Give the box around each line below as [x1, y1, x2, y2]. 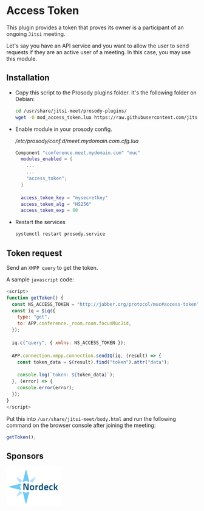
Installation [6, 72, 50, 83]
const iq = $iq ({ [12, 308, 56, 314]
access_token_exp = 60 [21, 208, 78, 214]
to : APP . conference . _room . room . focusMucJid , [17, 320, 132, 326]
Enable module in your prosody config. [15, 125, 112, 133]
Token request [6, 248, 63, 258]
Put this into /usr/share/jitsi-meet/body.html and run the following [6, 415, 176, 422]
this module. [6, 55, 38, 62]
